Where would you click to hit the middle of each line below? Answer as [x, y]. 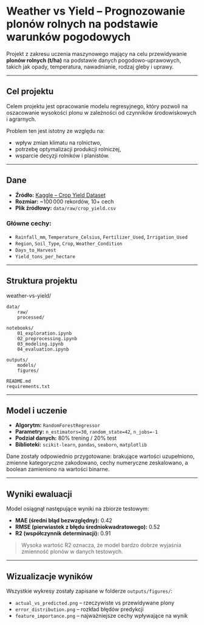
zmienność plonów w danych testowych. [72, 552]
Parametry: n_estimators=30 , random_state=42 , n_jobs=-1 [86, 432]
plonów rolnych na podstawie [82, 24]
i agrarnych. [21, 119]
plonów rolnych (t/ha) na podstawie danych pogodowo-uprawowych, [94, 60]
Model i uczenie [37, 411]
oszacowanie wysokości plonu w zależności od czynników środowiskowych [101, 112]
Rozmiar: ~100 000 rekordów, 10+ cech [64, 201]
